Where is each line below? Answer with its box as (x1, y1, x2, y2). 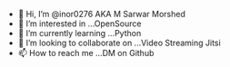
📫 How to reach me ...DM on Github (17, 48, 155, 58)
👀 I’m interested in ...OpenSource (17, 18, 142, 29)
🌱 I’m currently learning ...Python (17, 28, 142, 38)
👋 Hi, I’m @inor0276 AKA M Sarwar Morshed (17, 9, 186, 19)
